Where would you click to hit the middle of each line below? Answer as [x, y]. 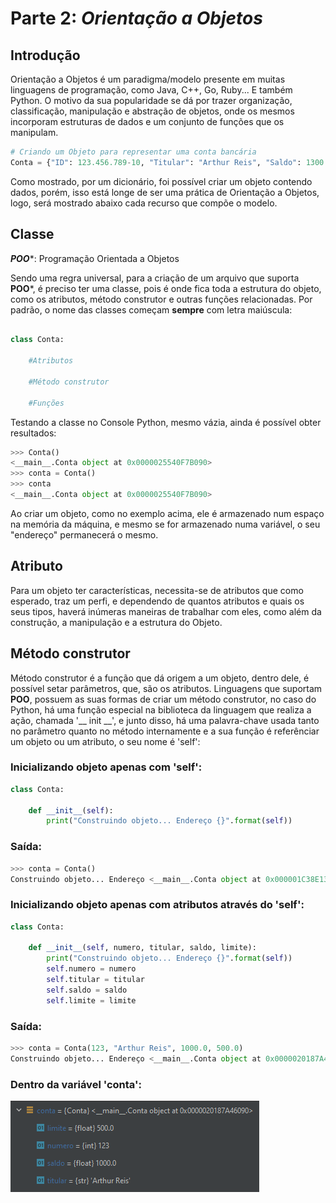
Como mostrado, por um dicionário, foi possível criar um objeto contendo [161, 181]
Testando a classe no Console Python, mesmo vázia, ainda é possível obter [166, 422]
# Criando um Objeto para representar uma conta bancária [133, 152]
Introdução [45, 55]
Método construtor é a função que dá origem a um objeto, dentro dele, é [160, 678]
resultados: [33, 433]
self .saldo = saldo [87, 990]
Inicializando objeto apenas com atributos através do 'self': [157, 905]
